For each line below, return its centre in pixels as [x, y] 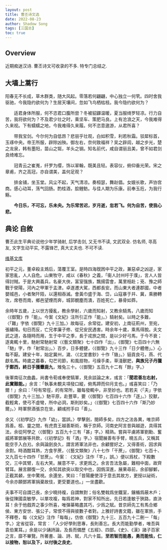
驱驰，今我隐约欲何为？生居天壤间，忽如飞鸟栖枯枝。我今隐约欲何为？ [77, 102]
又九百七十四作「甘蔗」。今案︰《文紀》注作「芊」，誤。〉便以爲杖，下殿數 [80, 457]
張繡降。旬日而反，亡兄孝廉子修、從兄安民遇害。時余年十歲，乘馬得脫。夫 [81, 329]
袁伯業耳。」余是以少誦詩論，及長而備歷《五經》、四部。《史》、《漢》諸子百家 [83, 530]
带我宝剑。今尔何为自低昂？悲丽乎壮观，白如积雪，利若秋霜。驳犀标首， [88, 136]
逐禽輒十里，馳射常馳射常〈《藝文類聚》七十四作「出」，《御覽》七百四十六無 [83, 342]
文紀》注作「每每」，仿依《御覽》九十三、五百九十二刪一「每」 [97, 518]
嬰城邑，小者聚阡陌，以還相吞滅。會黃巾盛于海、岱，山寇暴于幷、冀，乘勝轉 [83, 294]
